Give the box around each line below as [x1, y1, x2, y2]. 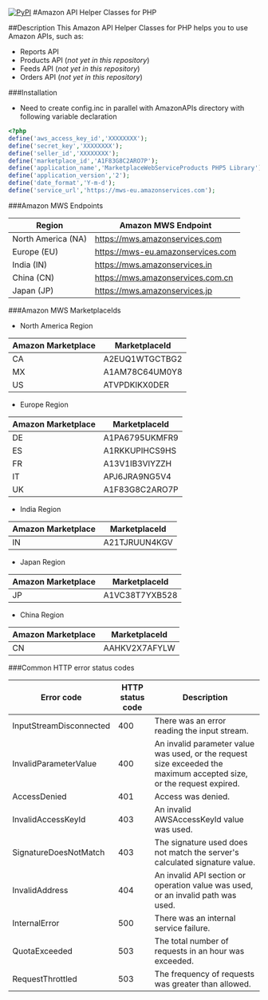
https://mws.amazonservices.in [94, 259, 213, 270]
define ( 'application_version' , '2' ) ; [8, 171, 130, 179]
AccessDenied [12, 790, 67, 801]
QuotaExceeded [12, 945, 73, 956]
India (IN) [12, 259, 48, 270]
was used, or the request [154, 748, 248, 759]
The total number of [154, 935, 229, 947]
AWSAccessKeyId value [154, 813, 245, 825]
